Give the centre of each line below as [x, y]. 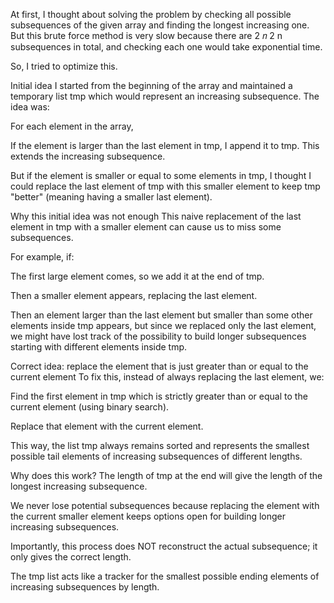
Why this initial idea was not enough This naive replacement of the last [156, 216]
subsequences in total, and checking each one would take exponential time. [166, 47]
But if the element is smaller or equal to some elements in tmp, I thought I [161, 175]
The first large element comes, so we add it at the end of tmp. [137, 276]
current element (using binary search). [90, 407]
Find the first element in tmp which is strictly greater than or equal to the [159, 396]
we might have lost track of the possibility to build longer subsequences [158, 336]
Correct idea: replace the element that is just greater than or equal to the [159, 366]
